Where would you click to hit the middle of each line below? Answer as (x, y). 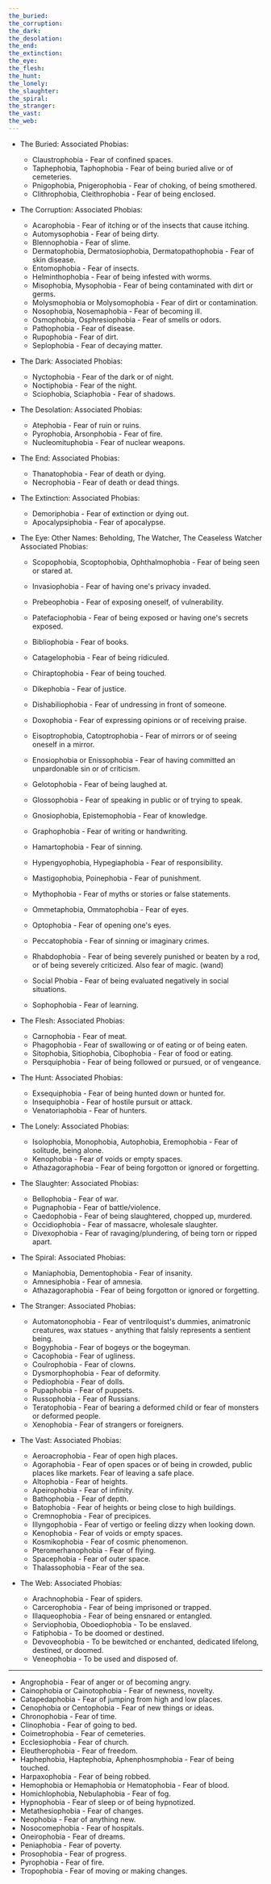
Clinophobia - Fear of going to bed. (78, 1725)
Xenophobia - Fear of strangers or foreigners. (108, 1424)
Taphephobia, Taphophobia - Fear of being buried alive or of (133, 168)
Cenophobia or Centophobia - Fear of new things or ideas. (117, 1707)
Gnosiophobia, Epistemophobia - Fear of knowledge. (120, 815)
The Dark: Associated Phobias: (71, 361)
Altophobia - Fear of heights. (80, 1481)
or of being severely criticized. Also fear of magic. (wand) (128, 965)
